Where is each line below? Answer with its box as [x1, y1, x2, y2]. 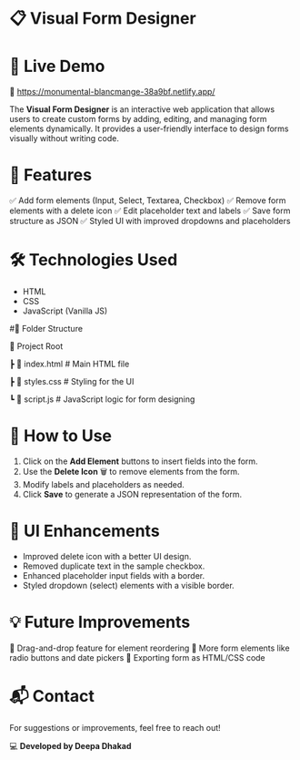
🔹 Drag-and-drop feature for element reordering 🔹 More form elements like [9, 642, 290, 653]
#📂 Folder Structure [9, 324, 84, 334]
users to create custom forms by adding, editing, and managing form [9, 114, 267, 125]
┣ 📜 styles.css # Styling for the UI [9, 376, 135, 386]
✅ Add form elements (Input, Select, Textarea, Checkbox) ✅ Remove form [9, 195, 286, 206]
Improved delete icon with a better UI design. [22, 550, 192, 561]
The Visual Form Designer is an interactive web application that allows [9, 104, 275, 115]
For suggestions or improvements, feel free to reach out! [9, 722, 221, 733]
